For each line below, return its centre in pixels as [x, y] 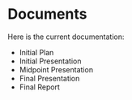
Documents [47, 14]
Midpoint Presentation [56, 69]
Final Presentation [49, 78]
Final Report [39, 87]
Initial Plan [36, 52]
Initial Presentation [50, 61]
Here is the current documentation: [66, 37]
